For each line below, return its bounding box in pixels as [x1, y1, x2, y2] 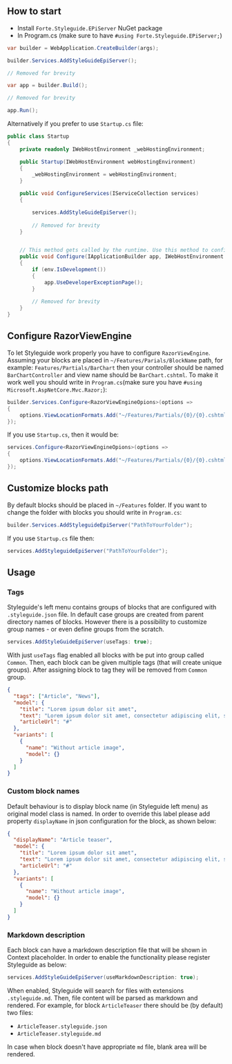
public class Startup [7, 133, 70, 140]
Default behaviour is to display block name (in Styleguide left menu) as [7, 802, 209, 810]
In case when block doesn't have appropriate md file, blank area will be [7, 1043, 207, 1051]
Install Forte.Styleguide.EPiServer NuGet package [17, 24, 163, 32]
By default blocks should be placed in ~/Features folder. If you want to [7, 501, 207, 509]
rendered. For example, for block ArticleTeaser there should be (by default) [7, 1001, 223, 1009]
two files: [7, 1008, 33, 1016]
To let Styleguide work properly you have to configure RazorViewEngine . [7, 349, 211, 357]
